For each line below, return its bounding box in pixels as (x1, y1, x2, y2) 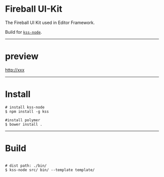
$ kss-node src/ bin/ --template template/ (5, 167, 95, 172)
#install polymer (5, 117, 41, 123)
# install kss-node (5, 105, 45, 110)
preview (5, 51, 39, 62)
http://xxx (5, 67, 25, 73)
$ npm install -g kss (5, 109, 49, 114)
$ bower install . (5, 122, 42, 127)
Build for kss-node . (5, 29, 42, 35)
